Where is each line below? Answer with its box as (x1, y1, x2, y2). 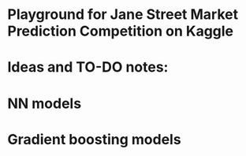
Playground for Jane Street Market (7, 6, 238, 24)
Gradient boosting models (7, 130, 182, 148)
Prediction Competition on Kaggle (7, 22, 234, 40)
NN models (7, 95, 82, 112)
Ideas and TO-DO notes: (7, 58, 169, 76)
